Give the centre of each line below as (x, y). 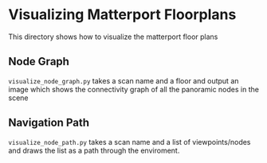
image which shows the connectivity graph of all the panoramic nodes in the (133, 89)
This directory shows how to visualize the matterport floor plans (113, 37)
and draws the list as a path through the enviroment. (94, 150)
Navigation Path (49, 123)
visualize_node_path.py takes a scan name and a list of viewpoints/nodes (130, 142)
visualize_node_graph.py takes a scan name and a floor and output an (124, 80)
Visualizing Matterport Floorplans (122, 15)
